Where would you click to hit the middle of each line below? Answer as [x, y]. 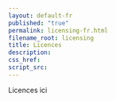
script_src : [28, 68]
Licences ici [28, 90]
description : [30, 52]
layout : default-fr [41, 16]
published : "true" [39, 23]
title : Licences [35, 45]
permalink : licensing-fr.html [58, 30]
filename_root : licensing [51, 38]
